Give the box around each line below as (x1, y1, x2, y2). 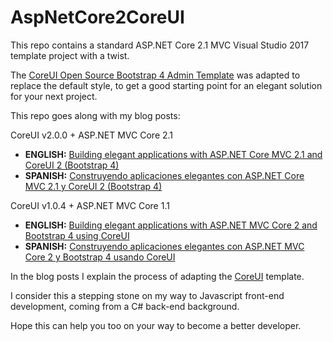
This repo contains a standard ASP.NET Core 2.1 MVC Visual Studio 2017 (10, 39, 310, 51)
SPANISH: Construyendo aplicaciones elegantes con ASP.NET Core (24, 169, 305, 181)
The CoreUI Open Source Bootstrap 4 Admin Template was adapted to (10, 69, 301, 81)
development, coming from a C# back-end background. (10, 300, 240, 312)
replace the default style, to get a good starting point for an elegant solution (10, 79, 323, 91)
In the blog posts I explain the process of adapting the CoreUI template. (10, 270, 305, 282)
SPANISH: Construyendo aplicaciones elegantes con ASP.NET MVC (24, 240, 305, 252)
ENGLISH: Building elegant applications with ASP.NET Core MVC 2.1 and (24, 148, 323, 160)
